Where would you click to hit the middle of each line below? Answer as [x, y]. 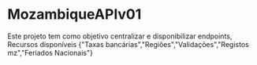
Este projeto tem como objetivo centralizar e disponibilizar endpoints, [120, 36]
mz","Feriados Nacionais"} [50, 52]
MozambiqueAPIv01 [74, 14]
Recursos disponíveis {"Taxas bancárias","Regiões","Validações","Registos [128, 44]
